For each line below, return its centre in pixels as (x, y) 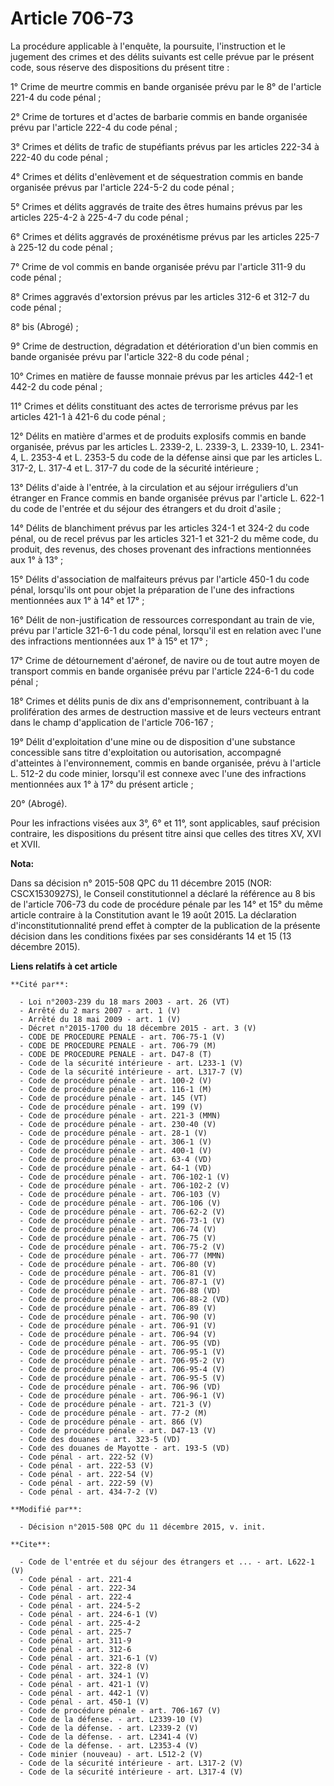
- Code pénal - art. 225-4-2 (80, 1623)
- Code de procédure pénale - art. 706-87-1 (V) (122, 1282)
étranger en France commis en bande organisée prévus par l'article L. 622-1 (167, 498)
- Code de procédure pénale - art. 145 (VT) (113, 1098)
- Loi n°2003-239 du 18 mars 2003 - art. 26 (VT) (124, 1002)
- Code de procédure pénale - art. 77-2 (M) (113, 1413)
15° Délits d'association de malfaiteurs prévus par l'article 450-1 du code (160, 579)
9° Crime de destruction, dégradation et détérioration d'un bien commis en (164, 346)
